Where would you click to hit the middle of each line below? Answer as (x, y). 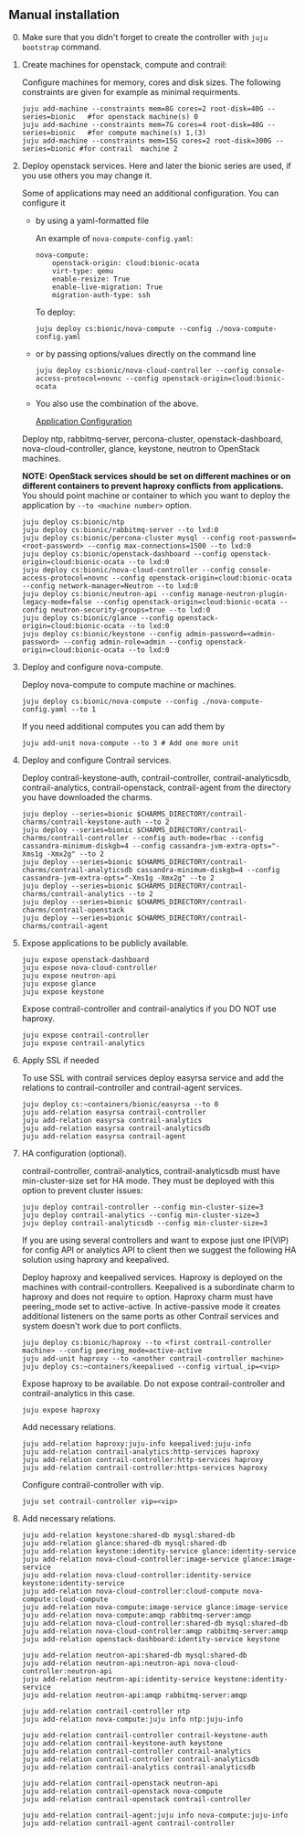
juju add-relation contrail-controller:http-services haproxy (142, 1459)
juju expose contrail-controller (85, 1035)
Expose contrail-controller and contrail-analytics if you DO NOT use (149, 1009)
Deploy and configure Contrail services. (97, 760)
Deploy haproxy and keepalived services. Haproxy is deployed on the (152, 1277)
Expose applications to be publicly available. (105, 943)
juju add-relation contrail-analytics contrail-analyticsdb (138, 1767)
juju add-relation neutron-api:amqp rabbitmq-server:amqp (134, 1695)
